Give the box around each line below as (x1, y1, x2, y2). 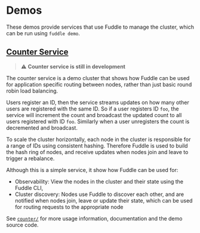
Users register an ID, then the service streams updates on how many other (6, 99, 189, 106)
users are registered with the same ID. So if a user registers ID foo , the (6, 105, 179, 112)
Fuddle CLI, (14, 184, 44, 191)
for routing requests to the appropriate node (14, 203, 124, 210)
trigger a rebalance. (6, 155, 55, 162)
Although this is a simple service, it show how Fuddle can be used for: (6, 166, 179, 173)
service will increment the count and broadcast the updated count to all (6, 111, 182, 118)
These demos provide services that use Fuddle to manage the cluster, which (6, 23, 194, 30)
